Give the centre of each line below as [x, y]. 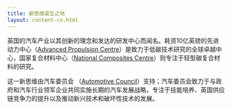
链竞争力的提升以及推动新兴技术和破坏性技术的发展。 [83, 98]
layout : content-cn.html [43, 20]
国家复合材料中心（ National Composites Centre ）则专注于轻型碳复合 [117, 58]
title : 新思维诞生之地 [36, 13]
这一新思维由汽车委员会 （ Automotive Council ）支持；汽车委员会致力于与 [112, 81]
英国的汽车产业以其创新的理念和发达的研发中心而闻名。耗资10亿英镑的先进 [113, 40]
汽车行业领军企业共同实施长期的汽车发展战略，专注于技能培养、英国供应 [122, 90]
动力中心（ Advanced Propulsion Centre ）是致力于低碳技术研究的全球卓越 [112, 49]
